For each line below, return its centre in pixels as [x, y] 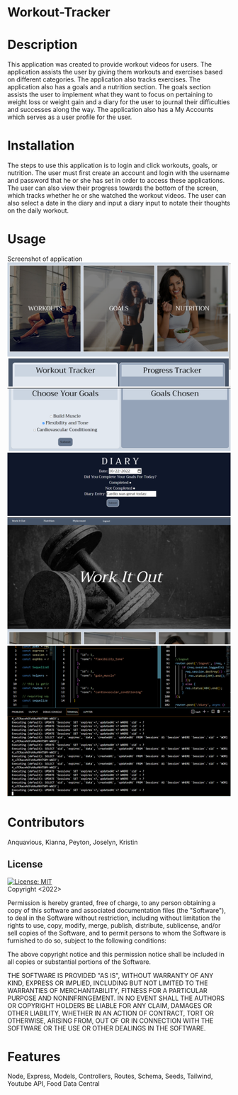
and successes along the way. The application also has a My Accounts [110, 110]
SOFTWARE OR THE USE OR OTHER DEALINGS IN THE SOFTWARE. [107, 1028]
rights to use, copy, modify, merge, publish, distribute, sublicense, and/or [114, 925]
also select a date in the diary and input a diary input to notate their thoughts [119, 203]
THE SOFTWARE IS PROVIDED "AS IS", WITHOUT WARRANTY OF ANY [110, 975]
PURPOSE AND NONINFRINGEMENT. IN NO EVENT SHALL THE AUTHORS [116, 998]
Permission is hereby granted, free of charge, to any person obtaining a [112, 903]
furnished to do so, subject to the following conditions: [87, 940]
